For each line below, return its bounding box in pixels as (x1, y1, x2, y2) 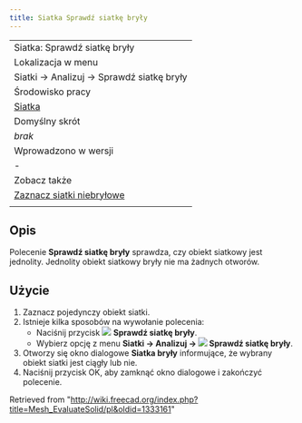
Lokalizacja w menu (14, 55, 98, 68)
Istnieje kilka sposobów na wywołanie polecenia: (22, 317, 205, 328)
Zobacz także (14, 173, 73, 186)
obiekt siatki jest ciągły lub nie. (22, 358, 138, 369)
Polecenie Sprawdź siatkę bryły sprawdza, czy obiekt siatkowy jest (9, 247, 263, 258)
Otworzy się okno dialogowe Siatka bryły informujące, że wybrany (22, 348, 273, 359)
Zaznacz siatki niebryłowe (14, 188, 125, 201)
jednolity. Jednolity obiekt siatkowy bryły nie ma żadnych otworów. (9, 256, 260, 268)
